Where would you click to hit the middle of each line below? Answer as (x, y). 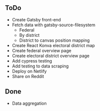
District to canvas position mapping (55, 40)
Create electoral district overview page (51, 56)
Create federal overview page (42, 50)
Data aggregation (29, 103)
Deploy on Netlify (29, 71)
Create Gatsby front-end (36, 19)
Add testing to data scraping (40, 66)
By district (29, 35)
